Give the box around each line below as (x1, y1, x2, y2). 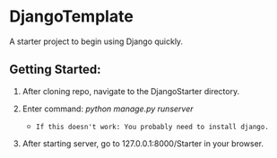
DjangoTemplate (9, 6, 134, 27)
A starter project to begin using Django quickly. (9, 36, 184, 47)
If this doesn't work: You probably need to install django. (35, 122, 269, 131)
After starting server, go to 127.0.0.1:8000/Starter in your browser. (22, 137, 264, 149)
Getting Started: (9, 62, 101, 77)
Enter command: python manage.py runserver (22, 103, 194, 114)
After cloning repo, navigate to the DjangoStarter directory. (22, 85, 240, 96)
